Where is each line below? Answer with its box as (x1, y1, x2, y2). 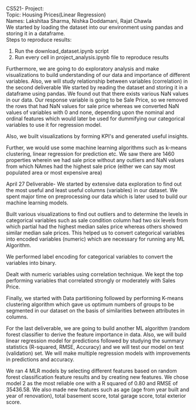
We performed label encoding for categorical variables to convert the (6, 253, 173, 260)
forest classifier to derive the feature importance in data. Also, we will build (6, 331, 187, 338)
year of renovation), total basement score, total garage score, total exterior (6, 392, 186, 399)
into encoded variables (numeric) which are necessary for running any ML (6, 236, 185, 243)
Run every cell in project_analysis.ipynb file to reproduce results (14, 54, 169, 61)
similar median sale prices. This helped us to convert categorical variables (6, 229, 185, 236)
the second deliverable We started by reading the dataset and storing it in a (6, 84, 188, 90)
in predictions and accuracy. (6, 356, 75, 363)
